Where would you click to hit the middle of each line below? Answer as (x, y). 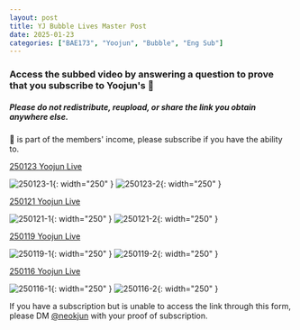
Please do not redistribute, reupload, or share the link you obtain (133, 107)
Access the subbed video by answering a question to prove (142, 75)
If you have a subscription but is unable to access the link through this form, (150, 307)
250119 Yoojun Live (45, 236)
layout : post (34, 18)
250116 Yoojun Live (45, 271)
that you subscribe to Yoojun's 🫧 (82, 86)
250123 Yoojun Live (46, 167)
